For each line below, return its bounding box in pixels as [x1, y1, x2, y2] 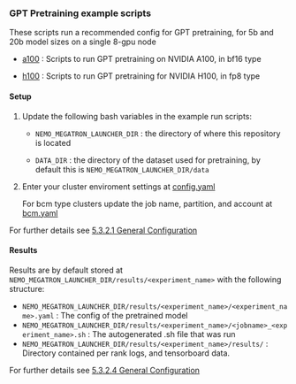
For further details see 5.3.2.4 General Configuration [9, 365, 201, 375]
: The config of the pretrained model [56, 310, 188, 320]
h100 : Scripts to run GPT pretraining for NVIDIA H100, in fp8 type [21, 71, 261, 81]
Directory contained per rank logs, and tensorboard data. [21, 348, 231, 358]
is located [34, 137, 72, 148]
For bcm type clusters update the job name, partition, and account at [21, 198, 273, 209]
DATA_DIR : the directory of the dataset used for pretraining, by [34, 154, 261, 165]
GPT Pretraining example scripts [9, 7, 152, 19]
